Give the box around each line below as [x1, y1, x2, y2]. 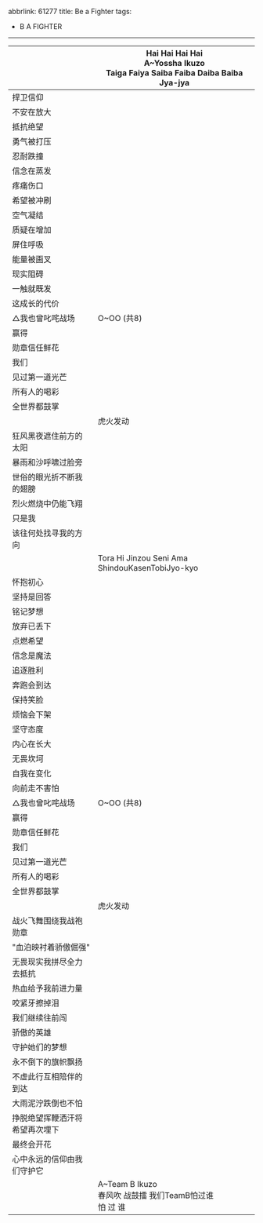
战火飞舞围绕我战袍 [12, 915, 84, 925]
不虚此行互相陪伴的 [12, 1071, 84, 1082]
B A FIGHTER [19, 22, 63, 31]
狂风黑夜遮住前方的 [12, 431, 84, 441]
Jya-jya [159, 78, 190, 88]
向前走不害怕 [12, 783, 60, 794]
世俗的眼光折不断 [12, 472, 76, 482]
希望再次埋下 [12, 1124, 60, 1135]
